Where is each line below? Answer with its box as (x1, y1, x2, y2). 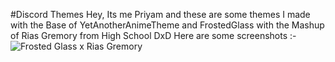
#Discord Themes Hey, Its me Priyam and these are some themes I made (10, 9, 311, 20)
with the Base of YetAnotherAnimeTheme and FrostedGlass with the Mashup (10, 19, 325, 31)
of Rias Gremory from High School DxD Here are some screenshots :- (10, 30, 297, 41)
